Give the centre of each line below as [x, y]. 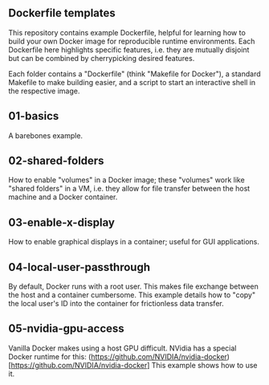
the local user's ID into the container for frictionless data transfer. [116, 304]
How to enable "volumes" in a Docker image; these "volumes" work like [126, 180]
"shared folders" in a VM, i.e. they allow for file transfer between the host [129, 189]
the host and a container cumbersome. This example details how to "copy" [132, 295]
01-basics [34, 116]
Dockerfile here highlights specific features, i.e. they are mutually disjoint [129, 49]
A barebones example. [45, 135]
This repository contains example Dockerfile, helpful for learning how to [127, 32]
